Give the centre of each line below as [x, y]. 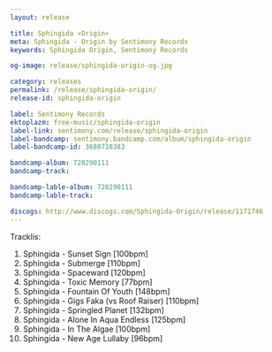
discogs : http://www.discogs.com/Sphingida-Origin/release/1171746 [137, 211]
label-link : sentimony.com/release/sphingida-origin [109, 130]
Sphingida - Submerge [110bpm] [81, 263]
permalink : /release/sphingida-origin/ [83, 90]
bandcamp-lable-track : [52, 195]
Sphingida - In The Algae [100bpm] [87, 329]
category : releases [46, 82]
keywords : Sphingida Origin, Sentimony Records [99, 50]
